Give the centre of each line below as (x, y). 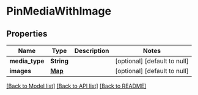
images (20, 71)
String (59, 61)
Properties (27, 34)
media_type (27, 61)
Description (92, 51)
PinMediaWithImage (59, 11)
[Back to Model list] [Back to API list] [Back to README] (76, 86)
